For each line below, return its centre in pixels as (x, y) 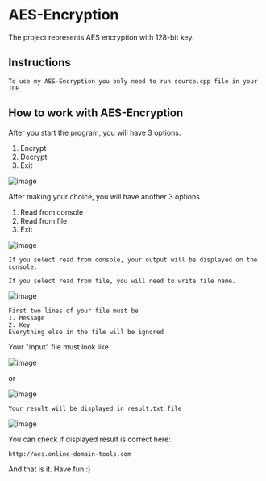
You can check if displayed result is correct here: (90, 439)
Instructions (39, 63)
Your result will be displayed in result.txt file (95, 408)
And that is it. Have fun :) (50, 469)
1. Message (27, 318)
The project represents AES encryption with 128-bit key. (101, 37)
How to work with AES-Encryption (96, 113)
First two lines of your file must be (73, 311)
